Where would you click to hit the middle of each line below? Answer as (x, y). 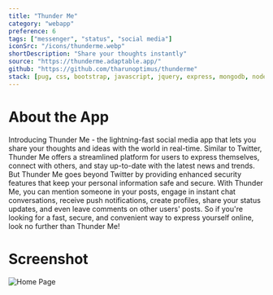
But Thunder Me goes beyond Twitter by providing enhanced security (125, 174)
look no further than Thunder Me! (64, 226)
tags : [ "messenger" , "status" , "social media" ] (91, 39)
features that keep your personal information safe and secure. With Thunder (136, 183)
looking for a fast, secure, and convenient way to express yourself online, (131, 218)
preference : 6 (32, 31)
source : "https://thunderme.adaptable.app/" (85, 62)
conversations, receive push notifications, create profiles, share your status (135, 200)
